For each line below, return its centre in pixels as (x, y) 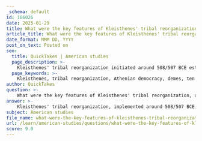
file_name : (20, 118)
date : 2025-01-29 (28, 23)
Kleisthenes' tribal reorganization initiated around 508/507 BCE (102, 67)
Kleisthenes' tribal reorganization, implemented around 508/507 (101, 106)
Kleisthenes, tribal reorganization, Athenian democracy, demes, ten (106, 79)
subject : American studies (40, 112)
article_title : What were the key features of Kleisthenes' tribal (93, 34)
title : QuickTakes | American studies (60, 56)
